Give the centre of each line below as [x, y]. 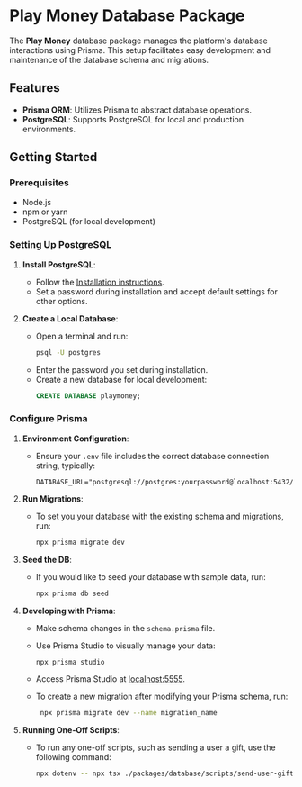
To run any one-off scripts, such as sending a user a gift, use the [155, 747]
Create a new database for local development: [121, 379]
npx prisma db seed [72, 593]
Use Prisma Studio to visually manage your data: [125, 646]
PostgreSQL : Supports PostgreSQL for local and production [133, 119]
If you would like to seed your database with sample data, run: [151, 576]
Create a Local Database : [70, 318]
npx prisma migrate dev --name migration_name [129, 713]
